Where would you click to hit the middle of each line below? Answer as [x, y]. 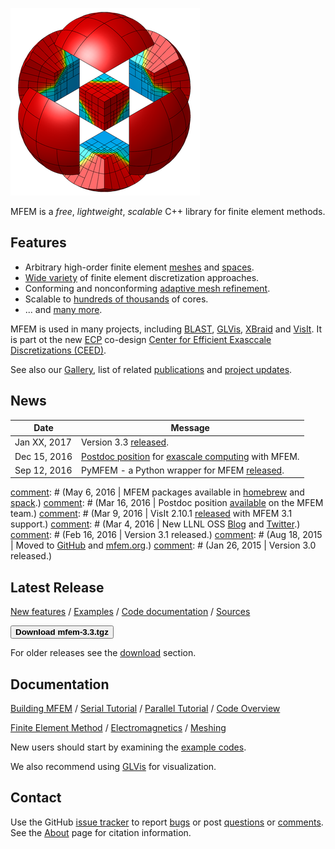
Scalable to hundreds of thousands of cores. [116, 299]
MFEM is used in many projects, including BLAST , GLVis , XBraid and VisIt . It [166, 329]
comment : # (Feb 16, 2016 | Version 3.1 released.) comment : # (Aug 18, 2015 [166, 535]
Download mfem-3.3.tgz [62, 632]
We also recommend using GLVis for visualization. [113, 766]
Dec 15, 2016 [43, 456]
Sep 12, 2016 [43, 470]
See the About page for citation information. [101, 832]
